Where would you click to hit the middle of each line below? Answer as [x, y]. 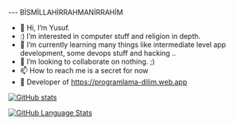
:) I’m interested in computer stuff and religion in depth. [110, 36]
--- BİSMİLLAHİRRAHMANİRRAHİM [66, 12]
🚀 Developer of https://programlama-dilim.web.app [103, 82]
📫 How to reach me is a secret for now [84, 70]
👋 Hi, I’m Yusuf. [45, 27]
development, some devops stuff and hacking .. [98, 53]
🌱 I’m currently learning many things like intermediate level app [123, 45]
